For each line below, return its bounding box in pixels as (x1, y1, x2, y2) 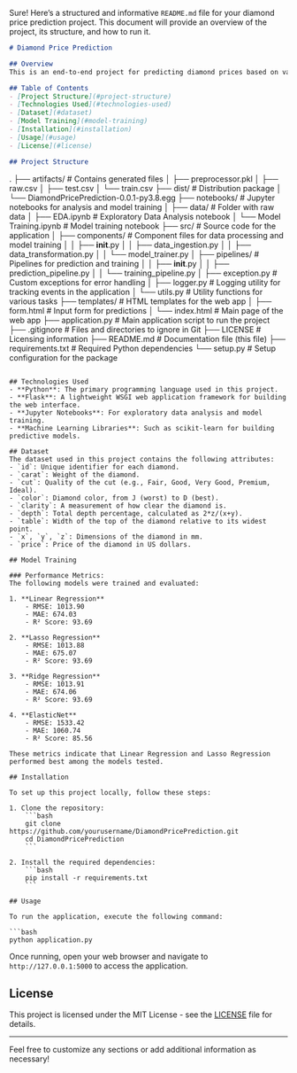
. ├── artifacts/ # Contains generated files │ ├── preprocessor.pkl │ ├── (9, 173, 278, 184)
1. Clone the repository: (9, 804, 104, 813)
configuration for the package (9, 352, 118, 362)
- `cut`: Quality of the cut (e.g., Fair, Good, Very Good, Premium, (9, 478, 271, 486)
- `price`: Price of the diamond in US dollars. (9, 540, 192, 548)
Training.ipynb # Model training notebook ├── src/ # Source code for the (9, 221, 277, 231)
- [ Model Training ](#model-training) (9, 117, 148, 126)
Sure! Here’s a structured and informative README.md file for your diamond (9, 8, 276, 18)
